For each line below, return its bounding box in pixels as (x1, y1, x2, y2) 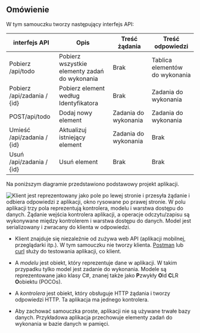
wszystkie (58, 59, 87, 68)
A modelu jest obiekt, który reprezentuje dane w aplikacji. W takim (14, 259, 177, 266)
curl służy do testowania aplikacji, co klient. (14, 247, 122, 255)
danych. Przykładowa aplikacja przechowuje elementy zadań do (14, 313, 173, 321)
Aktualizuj (58, 125, 87, 134)
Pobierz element (58, 84, 105, 92)
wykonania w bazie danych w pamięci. (14, 320, 110, 327)
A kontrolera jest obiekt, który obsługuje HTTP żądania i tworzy (14, 290, 171, 297)
